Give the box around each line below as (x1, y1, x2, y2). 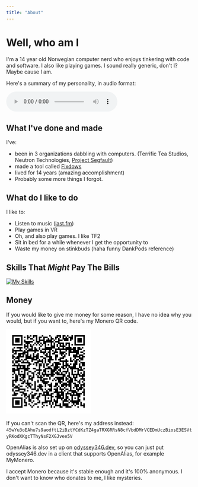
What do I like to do (6, 193, 78, 203)
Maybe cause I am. (6, 68, 53, 75)
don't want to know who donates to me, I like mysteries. (6, 474, 142, 481)
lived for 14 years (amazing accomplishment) (14, 169, 125, 176)
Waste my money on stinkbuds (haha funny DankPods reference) (14, 245, 174, 252)
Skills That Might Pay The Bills (6, 262, 120, 272)
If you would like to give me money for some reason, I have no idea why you (6, 311, 191, 318)
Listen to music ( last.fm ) (14, 220, 74, 227)
